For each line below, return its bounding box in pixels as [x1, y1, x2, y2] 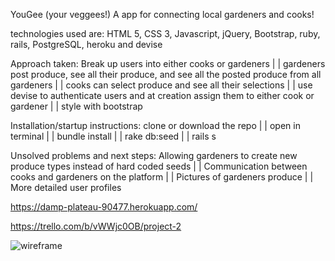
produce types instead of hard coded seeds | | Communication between [10, 160, 308, 172]
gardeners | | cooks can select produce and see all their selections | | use [10, 79, 313, 91]
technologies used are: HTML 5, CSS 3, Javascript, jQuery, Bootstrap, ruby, [10, 28, 321, 39]
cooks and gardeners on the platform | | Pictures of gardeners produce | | [10, 171, 314, 183]
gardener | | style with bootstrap [10, 100, 143, 112]
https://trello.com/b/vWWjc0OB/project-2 [10, 220, 182, 232]
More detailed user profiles [10, 182, 122, 193]
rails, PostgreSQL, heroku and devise [10, 39, 163, 50]
